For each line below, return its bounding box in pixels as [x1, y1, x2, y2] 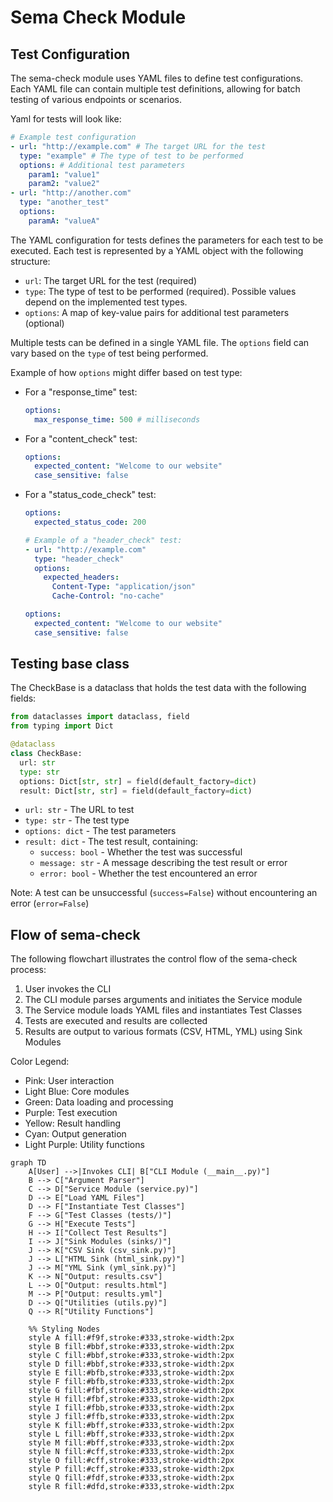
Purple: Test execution [24, 1107, 118, 1119]
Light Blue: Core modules [24, 1086, 130, 1098]
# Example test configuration [10, 132, 137, 142]
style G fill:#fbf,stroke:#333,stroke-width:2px [28, 1386, 235, 1396]
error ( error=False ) [10, 897, 90, 910]
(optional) [24, 317, 65, 329]
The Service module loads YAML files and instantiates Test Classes [24, 1004, 303, 1016]
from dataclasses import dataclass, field [10, 712, 190, 722]
